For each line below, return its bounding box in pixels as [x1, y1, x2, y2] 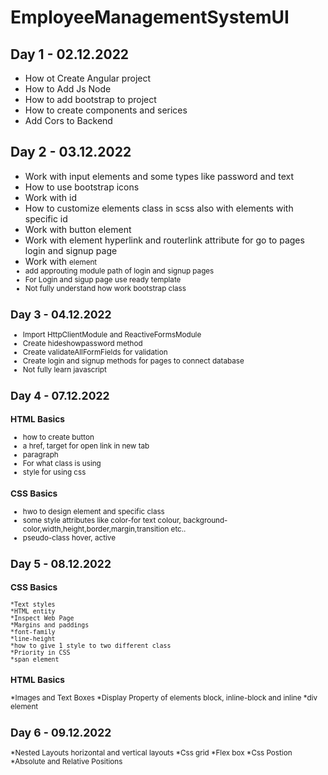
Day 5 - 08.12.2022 [10, 557, 112, 571]
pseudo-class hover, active [22, 532, 116, 543]
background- [183, 515, 228, 525]
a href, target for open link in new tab [22, 441, 150, 451]
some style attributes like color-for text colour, [22, 515, 182, 525]
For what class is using [22, 459, 102, 469]
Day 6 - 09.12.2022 [10, 726, 112, 740]
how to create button [22, 432, 95, 443]
